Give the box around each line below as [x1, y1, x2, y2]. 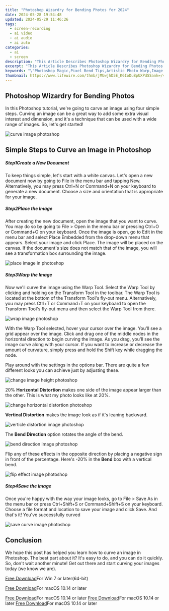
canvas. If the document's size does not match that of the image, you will [5, 245, 157, 251]
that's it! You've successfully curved [5, 512, 80, 518]
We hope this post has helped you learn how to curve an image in [5, 549, 141, 556]
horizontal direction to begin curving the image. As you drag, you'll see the [5, 336, 160, 342]
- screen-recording [10, 26, 51, 31]
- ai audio [10, 36, 33, 41]
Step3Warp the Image [5, 271, 53, 277]
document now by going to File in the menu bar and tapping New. [5, 178, 141, 184]
